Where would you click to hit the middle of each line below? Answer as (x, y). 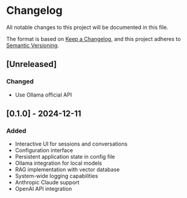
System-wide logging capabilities (56, 176)
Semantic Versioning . (33, 45)
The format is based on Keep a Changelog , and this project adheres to (93, 39)
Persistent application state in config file (65, 157)
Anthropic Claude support (47, 182)
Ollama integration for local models (59, 163)
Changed (20, 81)
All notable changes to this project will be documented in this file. (87, 27)
